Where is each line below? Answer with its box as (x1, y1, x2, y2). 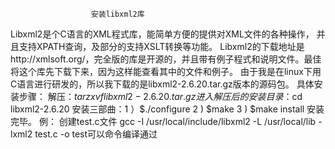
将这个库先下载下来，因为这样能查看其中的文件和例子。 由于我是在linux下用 (10, 66, 322, 77)
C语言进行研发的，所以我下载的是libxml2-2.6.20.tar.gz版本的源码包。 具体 (10, 78, 315, 90)
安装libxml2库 (90, 9, 145, 19)
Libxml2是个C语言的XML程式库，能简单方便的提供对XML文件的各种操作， (10, 28, 315, 40)
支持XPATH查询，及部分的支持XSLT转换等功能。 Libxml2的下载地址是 (18, 41, 305, 52)
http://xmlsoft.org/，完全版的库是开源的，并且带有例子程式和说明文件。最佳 (10, 53, 322, 65)
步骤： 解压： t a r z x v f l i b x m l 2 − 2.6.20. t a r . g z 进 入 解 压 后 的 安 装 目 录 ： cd (18, 91, 303, 102)
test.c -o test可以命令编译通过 (34, 128, 158, 140)
